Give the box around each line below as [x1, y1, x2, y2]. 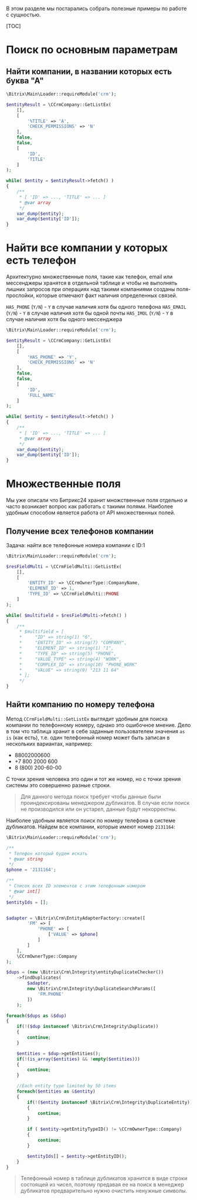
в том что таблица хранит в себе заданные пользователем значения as [6, 727, 185, 734]
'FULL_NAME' [27, 392, 57, 398]
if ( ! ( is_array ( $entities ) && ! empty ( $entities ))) [16, 1056, 141, 1062]
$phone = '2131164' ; [6, 867, 57, 873]
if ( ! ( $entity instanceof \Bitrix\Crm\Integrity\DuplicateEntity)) [27, 1099, 193, 1105]
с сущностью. [6, 11, 41, 18]
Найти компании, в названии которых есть [6, 66, 172, 76]
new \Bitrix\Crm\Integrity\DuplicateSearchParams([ [27, 986, 157, 992]
